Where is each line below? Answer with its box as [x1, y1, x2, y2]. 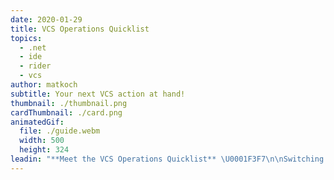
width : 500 [19, 136, 65, 146]
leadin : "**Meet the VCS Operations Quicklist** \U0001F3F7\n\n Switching [10, 154, 325, 164]
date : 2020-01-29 [10, 14, 83, 25]
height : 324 [19, 145, 70, 155]
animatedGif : [10, 117, 65, 127]
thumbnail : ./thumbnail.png [10, 98, 128, 108]
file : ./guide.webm [19, 126, 101, 136]
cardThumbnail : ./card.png [10, 107, 123, 118]
